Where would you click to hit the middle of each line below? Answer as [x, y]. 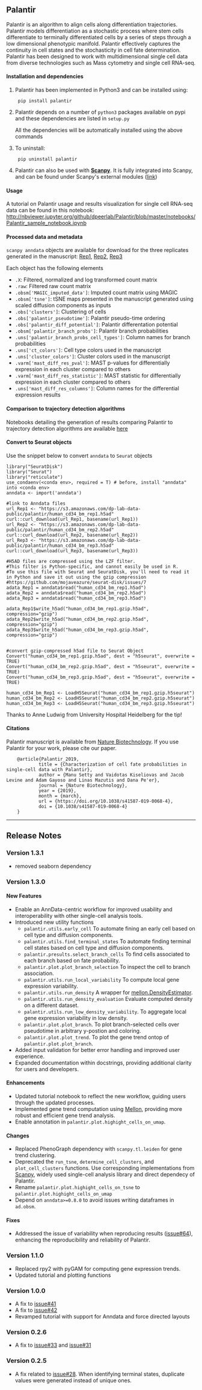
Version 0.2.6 [26, 1332]
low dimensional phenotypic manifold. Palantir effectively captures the [93, 43]
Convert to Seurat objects [39, 442]
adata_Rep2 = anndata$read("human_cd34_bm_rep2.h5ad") [76, 593]
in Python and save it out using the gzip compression [76, 577]
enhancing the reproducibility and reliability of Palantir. [82, 1240]
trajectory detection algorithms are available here [67, 428]
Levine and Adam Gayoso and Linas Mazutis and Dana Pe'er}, [83, 780]
